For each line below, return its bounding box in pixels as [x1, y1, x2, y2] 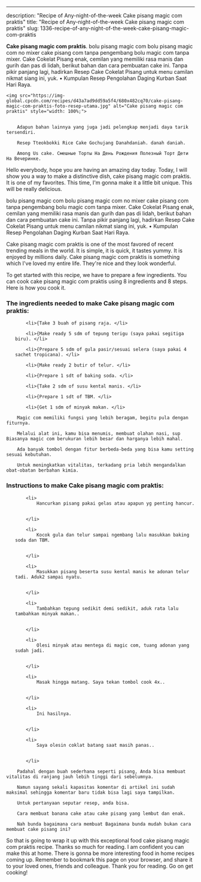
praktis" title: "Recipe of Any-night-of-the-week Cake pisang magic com [6, 19, 184, 25]
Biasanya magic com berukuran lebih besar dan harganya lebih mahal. [6, 436, 184, 442]
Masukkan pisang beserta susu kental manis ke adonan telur [36, 568, 190, 574]
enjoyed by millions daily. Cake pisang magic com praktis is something [6, 254, 180, 260]
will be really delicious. [6, 186, 63, 192]
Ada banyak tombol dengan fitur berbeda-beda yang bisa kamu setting [17, 446, 194, 452]
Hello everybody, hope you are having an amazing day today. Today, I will [6, 166, 187, 173]
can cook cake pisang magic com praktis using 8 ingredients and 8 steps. [6, 278, 188, 285]
